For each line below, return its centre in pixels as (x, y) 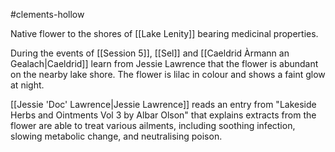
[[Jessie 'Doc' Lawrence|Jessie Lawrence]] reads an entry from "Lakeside (163, 104)
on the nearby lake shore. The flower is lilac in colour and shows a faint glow (168, 74)
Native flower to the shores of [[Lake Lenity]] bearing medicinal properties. (164, 33)
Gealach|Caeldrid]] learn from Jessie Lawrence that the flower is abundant (164, 63)
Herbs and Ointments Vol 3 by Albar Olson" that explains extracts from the (163, 115)
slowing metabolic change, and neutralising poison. (116, 136)
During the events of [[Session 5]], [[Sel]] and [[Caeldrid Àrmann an (150, 53)
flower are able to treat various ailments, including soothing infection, (153, 125)
